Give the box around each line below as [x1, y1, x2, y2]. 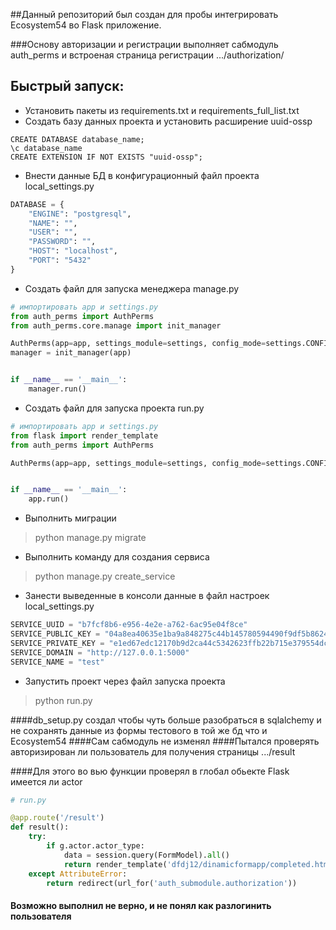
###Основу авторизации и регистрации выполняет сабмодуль [10, 39, 279, 50]
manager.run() [28, 384, 87, 394]
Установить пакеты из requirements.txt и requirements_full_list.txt [24, 104, 300, 116]
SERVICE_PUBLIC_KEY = [10, 629, 101, 639]
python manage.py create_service [34, 570, 176, 583]
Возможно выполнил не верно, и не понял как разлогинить [10, 900, 272, 912]
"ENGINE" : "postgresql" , [28, 209, 132, 219]
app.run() [28, 494, 70, 504]
